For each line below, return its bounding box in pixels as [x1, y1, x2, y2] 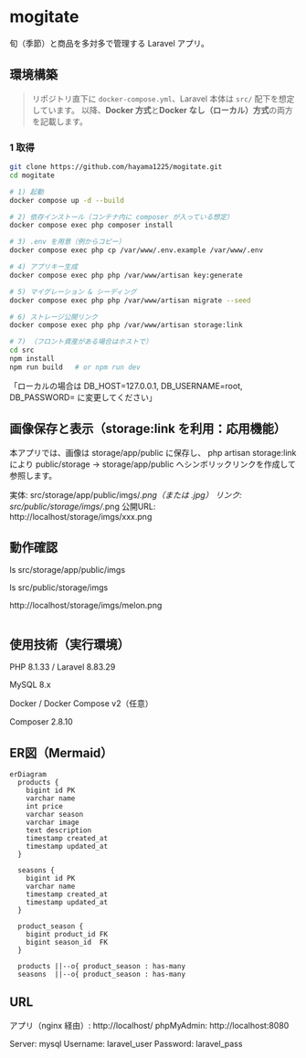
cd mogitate [9, 171, 55, 180]
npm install [9, 354, 55, 364]
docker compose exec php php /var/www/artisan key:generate [9, 270, 244, 280]
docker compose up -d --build [9, 196, 125, 205]
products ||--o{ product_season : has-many [17, 962, 185, 971]
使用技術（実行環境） [9, 637, 130, 652]
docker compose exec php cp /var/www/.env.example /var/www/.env [9, 246, 263, 255]
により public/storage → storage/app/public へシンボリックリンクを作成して [9, 459, 297, 470]
